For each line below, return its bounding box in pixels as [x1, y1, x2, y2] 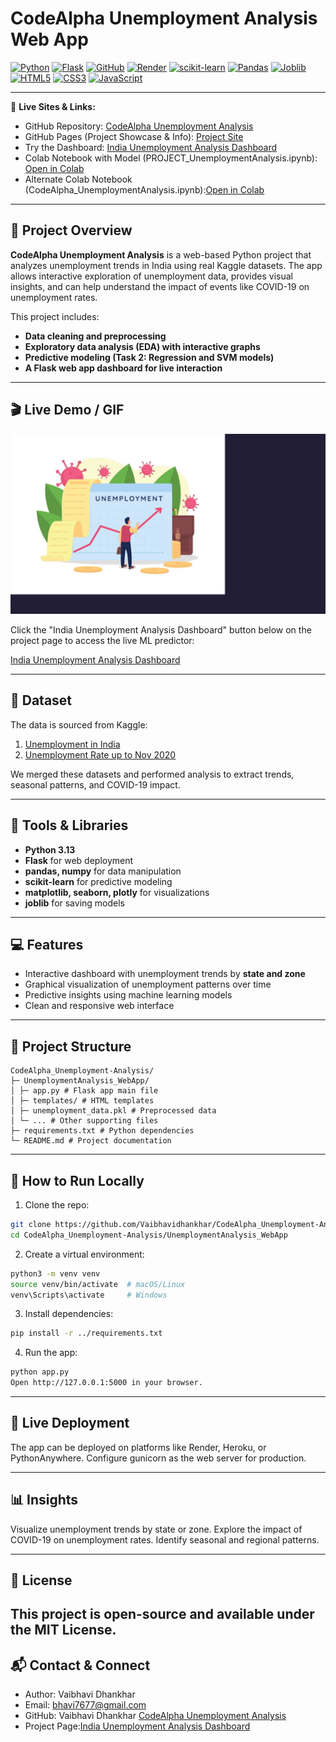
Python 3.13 [24, 843, 76, 856]
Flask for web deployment [24, 854, 134, 866]
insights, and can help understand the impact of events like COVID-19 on [10, 280, 310, 292]
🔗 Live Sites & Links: [10, 100, 96, 112]
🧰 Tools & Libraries [10, 817, 129, 834]
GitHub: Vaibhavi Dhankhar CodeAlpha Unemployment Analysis [24, 1710, 287, 1722]
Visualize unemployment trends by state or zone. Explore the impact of [10, 1523, 303, 1535]
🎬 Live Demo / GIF [10, 402, 125, 419]
